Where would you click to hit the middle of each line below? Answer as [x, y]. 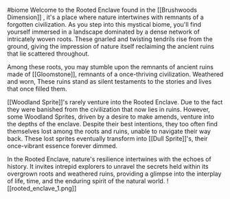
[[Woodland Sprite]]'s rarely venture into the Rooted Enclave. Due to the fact [115, 102]
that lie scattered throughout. [48, 54]
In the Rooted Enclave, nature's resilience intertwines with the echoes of [109, 159]
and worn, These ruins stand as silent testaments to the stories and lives [110, 81]
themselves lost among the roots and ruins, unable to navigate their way [109, 131]
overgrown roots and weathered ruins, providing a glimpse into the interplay [114, 174]
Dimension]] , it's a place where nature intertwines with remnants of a [105, 17]
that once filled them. [37, 89]
